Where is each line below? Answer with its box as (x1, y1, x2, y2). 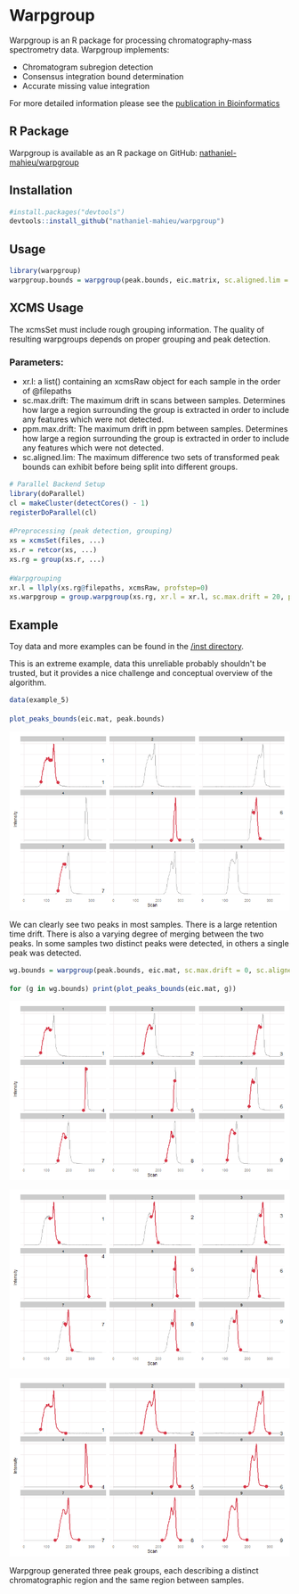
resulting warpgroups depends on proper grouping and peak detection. (9, 334, 271, 344)
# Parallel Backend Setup (9, 479, 105, 489)
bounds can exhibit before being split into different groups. (21, 461, 238, 472)
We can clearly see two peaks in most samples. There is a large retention (9, 919, 278, 929)
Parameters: (9, 356, 64, 368)
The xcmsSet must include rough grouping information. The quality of (9, 324, 265, 334)
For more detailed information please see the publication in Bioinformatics (9, 97, 280, 108)
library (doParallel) (9, 489, 86, 498)
